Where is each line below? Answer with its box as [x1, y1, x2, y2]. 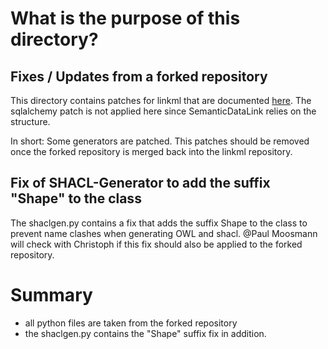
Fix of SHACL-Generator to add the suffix [10, 175, 271, 192]
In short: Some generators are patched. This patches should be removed [10, 135, 310, 147]
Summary [10, 284, 93, 306]
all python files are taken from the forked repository [24, 317, 238, 329]
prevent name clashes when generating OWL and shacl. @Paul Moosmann [10, 227, 318, 239]
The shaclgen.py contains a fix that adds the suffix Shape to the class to [10, 217, 308, 229]
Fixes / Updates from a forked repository [10, 68, 268, 85]
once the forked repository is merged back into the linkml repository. [10, 146, 293, 157]
